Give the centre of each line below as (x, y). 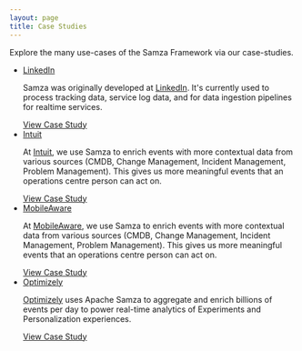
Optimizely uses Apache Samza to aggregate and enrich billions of (147, 299)
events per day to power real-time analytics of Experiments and (141, 309)
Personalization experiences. (77, 318)
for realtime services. (62, 106)
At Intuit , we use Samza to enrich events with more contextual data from (158, 152)
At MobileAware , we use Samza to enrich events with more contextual (153, 226)
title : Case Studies (49, 26)
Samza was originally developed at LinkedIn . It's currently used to (146, 87)
